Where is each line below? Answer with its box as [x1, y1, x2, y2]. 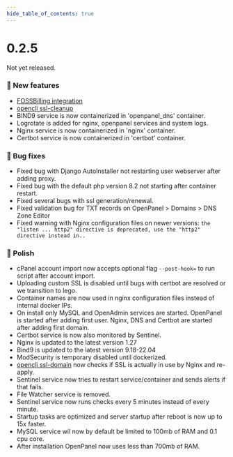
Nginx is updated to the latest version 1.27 [16, 338, 137, 347]
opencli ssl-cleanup [16, 104, 74, 112]
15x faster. [16, 420, 47, 428]
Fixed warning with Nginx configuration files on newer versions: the [16, 219, 211, 227]
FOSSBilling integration [16, 96, 83, 105]
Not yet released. [6, 63, 56, 72]
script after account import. [16, 271, 95, 280]
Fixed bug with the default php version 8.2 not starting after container [16, 182, 216, 190]
